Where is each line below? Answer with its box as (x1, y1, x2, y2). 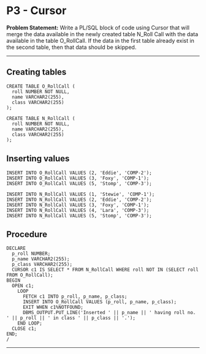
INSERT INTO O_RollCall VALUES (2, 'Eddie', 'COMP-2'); (6, 170, 152, 176)
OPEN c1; (12, 283, 34, 289)
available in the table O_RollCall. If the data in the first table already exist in (6, 37, 194, 44)
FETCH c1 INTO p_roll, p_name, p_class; (22, 293, 128, 300)
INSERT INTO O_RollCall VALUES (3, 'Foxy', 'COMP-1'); (6, 175, 150, 181)
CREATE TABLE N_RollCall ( (6, 115, 75, 121)
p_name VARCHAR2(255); (12, 256, 70, 262)
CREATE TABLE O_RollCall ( (6, 83, 75, 89)
